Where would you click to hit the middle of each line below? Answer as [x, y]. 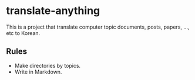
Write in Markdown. [38, 72]
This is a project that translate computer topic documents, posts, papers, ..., [98, 27]
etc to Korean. [23, 33]
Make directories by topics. [48, 65]
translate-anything [53, 11]
